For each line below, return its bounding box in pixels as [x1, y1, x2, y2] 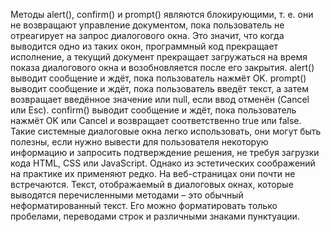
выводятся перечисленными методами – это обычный [10, 189, 244, 201]
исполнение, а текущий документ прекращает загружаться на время [10, 51, 308, 63]
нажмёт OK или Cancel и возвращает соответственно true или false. [10, 115, 302, 126]
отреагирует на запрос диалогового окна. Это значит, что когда [10, 30, 285, 41]
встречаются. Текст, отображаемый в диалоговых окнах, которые [10, 179, 294, 190]
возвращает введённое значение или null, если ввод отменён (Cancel [10, 94, 310, 105]
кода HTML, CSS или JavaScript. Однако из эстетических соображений [10, 157, 316, 169]
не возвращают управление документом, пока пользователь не [10, 19, 285, 31]
